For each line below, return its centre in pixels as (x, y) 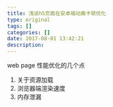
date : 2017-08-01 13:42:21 (46, 39)
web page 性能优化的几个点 (46, 65)
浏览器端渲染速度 (41, 88)
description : (26, 45)
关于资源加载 (35, 80)
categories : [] (29, 32)
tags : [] (20, 26)
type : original (29, 20)
